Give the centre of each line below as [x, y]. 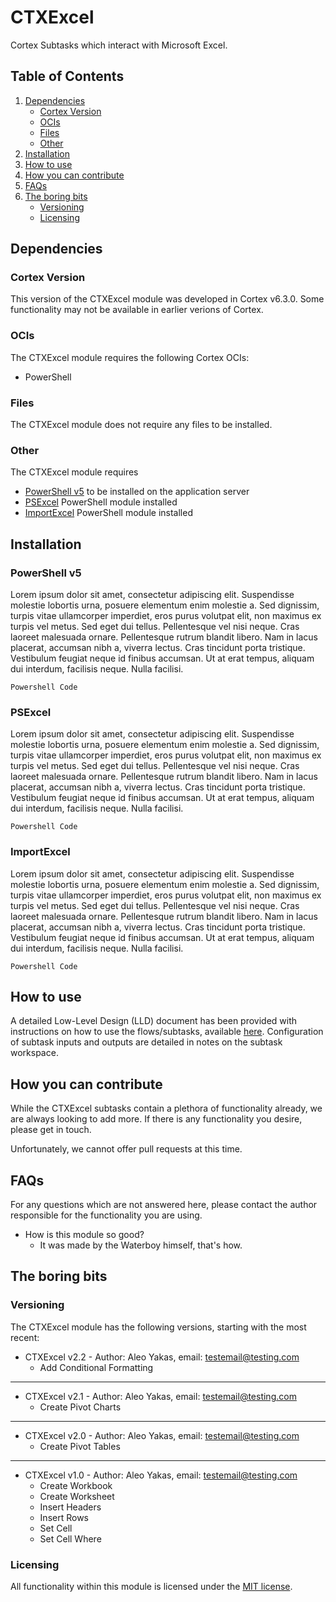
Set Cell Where [70, 1538]
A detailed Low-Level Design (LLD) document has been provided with [154, 1021]
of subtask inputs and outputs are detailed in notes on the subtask [146, 1042]
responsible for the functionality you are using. [106, 1215]
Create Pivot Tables [80, 1446]
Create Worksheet [77, 1496]
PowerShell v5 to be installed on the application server [137, 492]
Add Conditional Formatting [96, 1367]
